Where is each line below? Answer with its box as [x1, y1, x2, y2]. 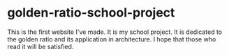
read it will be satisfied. [7, 42, 74, 50]
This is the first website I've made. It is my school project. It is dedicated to [7, 28, 223, 36]
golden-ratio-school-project [7, 5, 175, 21]
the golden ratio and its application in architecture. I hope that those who [7, 35, 216, 43]
